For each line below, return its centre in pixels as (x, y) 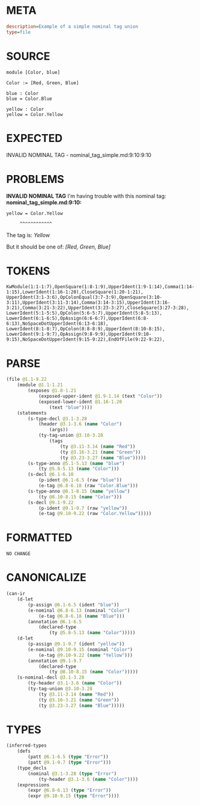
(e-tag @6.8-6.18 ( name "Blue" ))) (81, 616)
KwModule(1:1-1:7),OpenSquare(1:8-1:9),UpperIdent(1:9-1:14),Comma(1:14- (101, 287)
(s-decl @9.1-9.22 (51, 502)
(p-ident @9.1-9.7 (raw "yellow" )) (83, 508)
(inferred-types (26, 746)
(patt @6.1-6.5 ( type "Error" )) (68, 757)
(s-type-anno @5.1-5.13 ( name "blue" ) (76, 463)
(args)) (59, 430)
